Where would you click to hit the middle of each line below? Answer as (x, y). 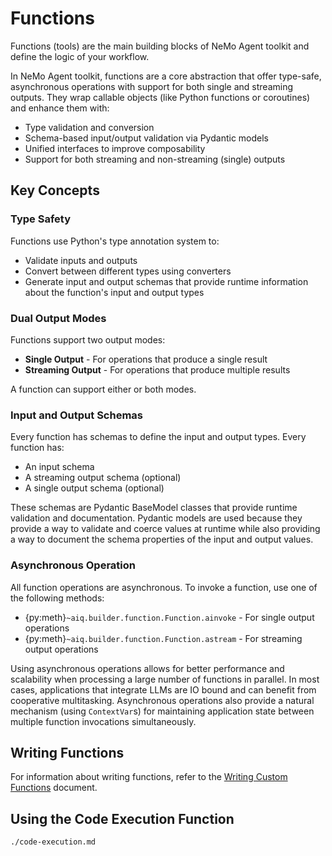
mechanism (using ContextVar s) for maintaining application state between (162, 711)
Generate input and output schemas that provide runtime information (166, 281)
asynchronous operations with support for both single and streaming (152, 86)
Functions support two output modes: (88, 339)
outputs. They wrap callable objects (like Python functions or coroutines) (160, 97)
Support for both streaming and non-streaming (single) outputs (155, 159)
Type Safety (40, 219)
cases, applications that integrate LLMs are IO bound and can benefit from (163, 689)
